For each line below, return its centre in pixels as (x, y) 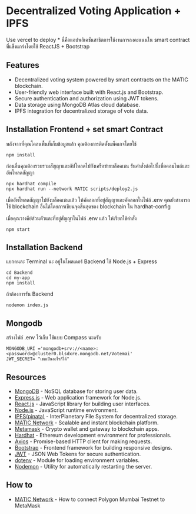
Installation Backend (44, 247)
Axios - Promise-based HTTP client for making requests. (83, 441)
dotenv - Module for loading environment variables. (77, 460)
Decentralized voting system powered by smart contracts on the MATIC (101, 79)
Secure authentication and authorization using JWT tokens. (87, 98)
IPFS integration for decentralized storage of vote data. (81, 111)
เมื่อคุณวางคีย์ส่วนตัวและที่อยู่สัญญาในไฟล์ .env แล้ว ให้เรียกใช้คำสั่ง (72, 218)
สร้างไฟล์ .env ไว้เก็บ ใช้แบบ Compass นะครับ (54, 338)
